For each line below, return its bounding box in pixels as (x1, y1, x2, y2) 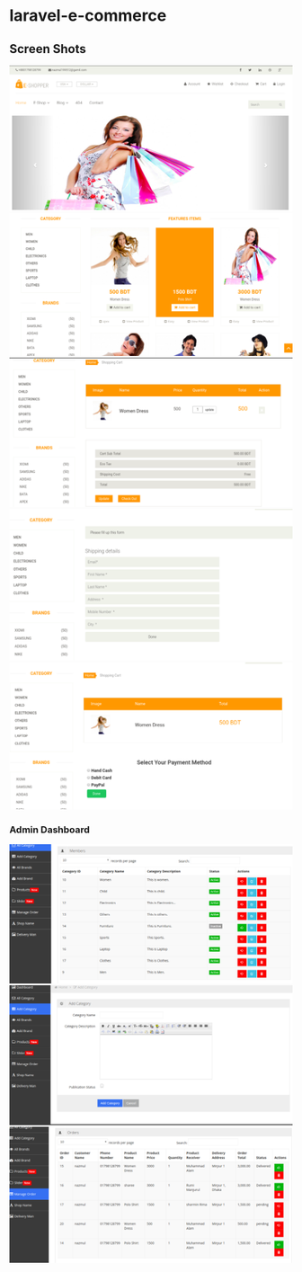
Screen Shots (9, 41, 87, 57)
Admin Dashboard (9, 823, 90, 836)
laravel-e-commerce (9, 5, 167, 26)
